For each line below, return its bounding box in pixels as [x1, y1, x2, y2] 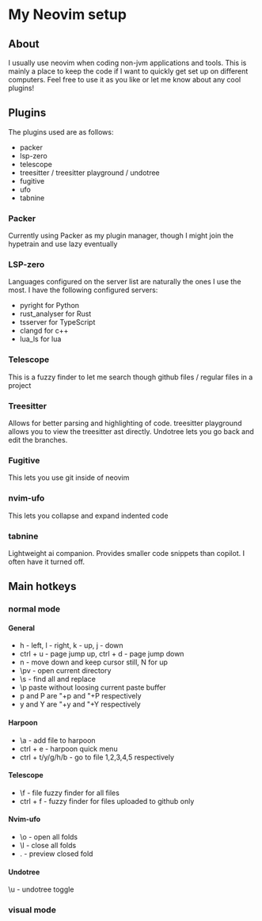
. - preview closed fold [19, 849, 93, 858]
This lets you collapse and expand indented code [8, 511, 169, 520]
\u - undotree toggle [8, 885, 74, 894]
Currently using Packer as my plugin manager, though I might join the [8, 231, 234, 241]
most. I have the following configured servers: [8, 285, 158, 295]
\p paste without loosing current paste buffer [19, 683, 166, 692]
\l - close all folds [19, 841, 77, 851]
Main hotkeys [8, 580, 77, 593]
